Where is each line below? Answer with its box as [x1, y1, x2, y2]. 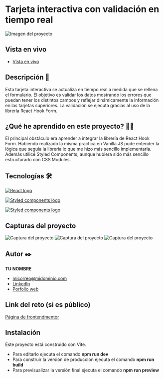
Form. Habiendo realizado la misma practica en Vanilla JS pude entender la [5, 141, 160, 147]
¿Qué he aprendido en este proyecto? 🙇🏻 [5, 122, 135, 131]
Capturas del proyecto [5, 221, 76, 230]
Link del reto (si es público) [5, 300, 91, 309]
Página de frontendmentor [5, 314, 59, 320]
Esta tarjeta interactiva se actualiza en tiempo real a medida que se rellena [5, 86, 158, 92]
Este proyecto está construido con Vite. [5, 341, 86, 347]
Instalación [5, 328, 41, 337]
